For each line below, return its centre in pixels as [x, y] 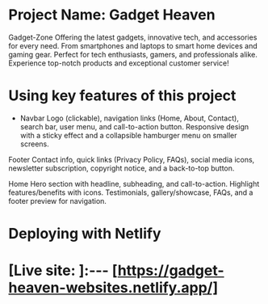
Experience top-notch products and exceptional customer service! [119, 63]
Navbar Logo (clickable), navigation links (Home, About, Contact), [130, 118]
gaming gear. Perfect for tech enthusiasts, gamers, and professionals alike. [133, 54]
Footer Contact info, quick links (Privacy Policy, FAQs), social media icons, [132, 159]
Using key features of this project [122, 96]
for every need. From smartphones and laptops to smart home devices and [133, 45]
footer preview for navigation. [58, 201]
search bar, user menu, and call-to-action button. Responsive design [134, 126]
